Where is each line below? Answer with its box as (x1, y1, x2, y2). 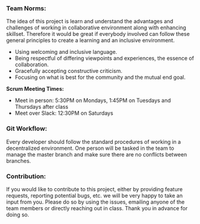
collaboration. (14, 61, 49, 68)
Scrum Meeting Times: (6, 85, 64, 93)
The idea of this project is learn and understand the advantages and (6, 18, 174, 25)
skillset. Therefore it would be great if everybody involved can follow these (6, 30, 190, 38)
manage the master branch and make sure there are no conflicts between (6, 151, 187, 158)
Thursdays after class (14, 103, 69, 111)
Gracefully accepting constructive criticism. (14, 67, 122, 75)
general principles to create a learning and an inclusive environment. (6, 37, 175, 44)
